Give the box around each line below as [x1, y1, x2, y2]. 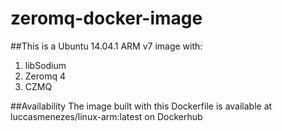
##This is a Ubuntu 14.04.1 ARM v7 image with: [10, 40, 203, 52]
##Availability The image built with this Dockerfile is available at [10, 100, 273, 112]
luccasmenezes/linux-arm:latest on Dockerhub [10, 110, 203, 122]
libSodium [24, 59, 67, 71]
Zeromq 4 [24, 70, 67, 82]
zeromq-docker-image [10, 7, 203, 30]
